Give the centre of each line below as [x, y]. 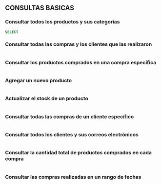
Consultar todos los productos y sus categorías [62, 22]
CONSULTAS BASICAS [40, 8]
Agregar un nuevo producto [39, 81]
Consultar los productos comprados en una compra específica [81, 62]
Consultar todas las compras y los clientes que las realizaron [79, 44]
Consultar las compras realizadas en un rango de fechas [73, 177]
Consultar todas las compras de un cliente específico [70, 116]
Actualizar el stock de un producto [47, 98]
